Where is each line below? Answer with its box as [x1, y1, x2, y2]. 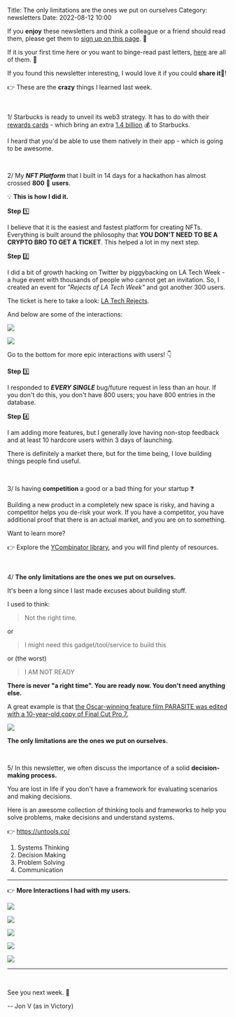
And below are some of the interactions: [7, 310, 123, 318]
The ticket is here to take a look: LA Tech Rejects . [7, 297, 150, 305]
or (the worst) [7, 654, 47, 663]
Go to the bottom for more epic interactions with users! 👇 [7, 350, 172, 359]
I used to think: [7, 600, 50, 608]
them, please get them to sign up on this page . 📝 [7, 34, 148, 43]
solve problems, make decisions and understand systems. [7, 813, 175, 822]
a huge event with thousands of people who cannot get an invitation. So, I [7, 276, 220, 284]
